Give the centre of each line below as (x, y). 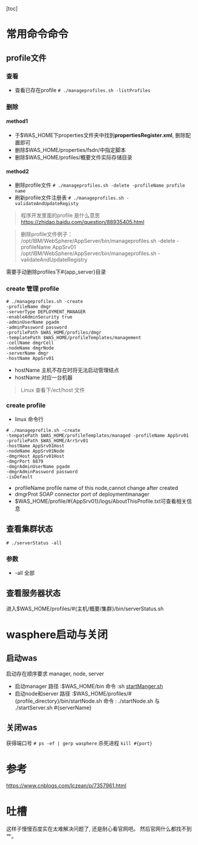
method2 (18, 171)
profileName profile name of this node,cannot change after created (96, 487)
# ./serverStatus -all (34, 543)
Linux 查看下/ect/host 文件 (53, 390)
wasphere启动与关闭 (57, 634)
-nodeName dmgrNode (30, 348)
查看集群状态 (30, 529)
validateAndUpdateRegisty (46, 204)
